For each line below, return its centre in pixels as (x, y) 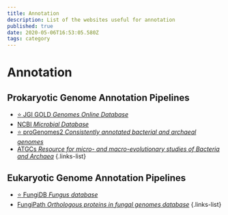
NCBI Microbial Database (53, 124)
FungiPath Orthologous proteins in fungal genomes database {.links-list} (119, 204)
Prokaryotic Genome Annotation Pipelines (98, 97)
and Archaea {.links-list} (52, 156)
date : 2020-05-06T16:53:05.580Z (53, 32)
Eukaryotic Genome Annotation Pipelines (97, 178)
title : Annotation (33, 13)
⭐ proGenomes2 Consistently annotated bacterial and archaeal (106, 132)
